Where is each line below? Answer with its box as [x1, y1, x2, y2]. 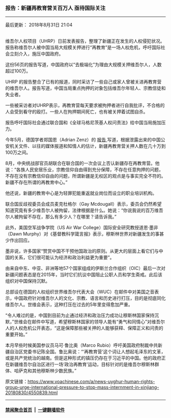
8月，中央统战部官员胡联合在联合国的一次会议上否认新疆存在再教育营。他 [5, 160, 160, 166]
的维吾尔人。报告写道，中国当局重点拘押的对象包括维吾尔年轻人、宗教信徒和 [5, 85, 166, 91]
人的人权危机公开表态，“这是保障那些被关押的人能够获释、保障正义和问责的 [5, 325, 164, 331]
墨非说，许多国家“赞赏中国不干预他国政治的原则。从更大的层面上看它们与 [5, 248, 159, 254]
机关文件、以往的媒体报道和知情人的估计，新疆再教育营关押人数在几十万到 [9, 143, 166, 149]
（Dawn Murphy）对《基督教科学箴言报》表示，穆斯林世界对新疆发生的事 [5, 231, 160, 237]
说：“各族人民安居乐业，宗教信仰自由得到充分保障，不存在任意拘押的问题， [5, 166, 164, 173]
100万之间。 [5, 149, 31, 156]
